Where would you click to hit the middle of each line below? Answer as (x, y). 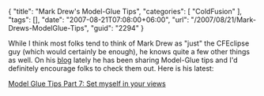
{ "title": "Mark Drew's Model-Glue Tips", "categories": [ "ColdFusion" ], (125, 11)
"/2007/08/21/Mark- (224, 20)
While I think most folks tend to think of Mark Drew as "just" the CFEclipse (129, 43)
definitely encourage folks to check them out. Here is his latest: (111, 68)
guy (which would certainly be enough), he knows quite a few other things (129, 52)
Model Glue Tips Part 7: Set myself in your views (87, 83)
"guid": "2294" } (117, 28)
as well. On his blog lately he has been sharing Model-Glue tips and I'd (123, 60)
